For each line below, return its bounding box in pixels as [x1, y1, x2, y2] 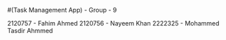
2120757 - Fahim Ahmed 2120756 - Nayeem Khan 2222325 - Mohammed [7, 19, 220, 27]
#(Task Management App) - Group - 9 [7, 6, 117, 14]
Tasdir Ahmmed [7, 27, 53, 34]
